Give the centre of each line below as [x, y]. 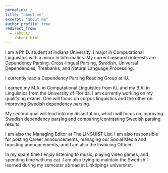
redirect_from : [21, 29]
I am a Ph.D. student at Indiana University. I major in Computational [74, 52]
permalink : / [19, 10]
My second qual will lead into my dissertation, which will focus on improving [84, 113]
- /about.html [24, 38]
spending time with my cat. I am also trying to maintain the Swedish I [76, 159]
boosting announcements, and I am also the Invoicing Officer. [69, 144]
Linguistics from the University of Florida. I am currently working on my [79, 93]
